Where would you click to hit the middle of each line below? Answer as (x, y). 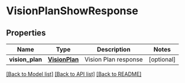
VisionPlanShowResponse (72, 11)
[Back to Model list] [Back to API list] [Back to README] (74, 74)
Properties (26, 33)
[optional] (162, 59)
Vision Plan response (114, 59)
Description (114, 50)
